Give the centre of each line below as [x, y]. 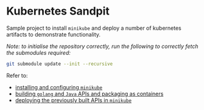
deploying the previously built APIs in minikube [73, 100]
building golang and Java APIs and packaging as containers [89, 94]
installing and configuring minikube [58, 87]
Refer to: [17, 75]
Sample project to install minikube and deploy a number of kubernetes [94, 28]
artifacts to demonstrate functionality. [54, 34]
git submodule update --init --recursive [60, 64]
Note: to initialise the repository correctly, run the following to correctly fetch [102, 46]
